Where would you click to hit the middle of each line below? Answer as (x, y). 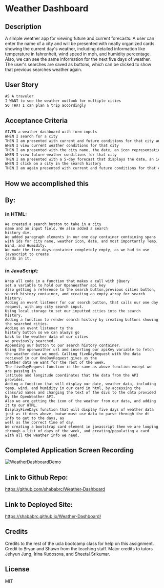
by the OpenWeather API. (30, 397)
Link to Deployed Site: (39, 505)
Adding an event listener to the (39, 328)
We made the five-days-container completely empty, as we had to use (77, 250)
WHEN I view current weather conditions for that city (62, 145)
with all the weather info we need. (42, 435)
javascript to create (27, 254)
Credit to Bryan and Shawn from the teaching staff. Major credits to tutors (79, 548)
